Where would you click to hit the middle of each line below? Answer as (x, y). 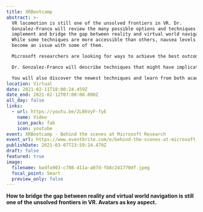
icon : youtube (35, 128)
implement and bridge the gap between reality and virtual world (96, 34)
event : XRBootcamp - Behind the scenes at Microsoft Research (86, 134)
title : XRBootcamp (29, 12)
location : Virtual (29, 84)
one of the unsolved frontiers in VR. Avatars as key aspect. (82, 202)
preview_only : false (37, 179)
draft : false (23, 151)
